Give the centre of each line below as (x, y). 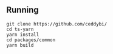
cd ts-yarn (20, 29)
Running (23, 10)
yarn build (20, 45)
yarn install (23, 35)
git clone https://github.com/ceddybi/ (57, 24)
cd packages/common (31, 40)
